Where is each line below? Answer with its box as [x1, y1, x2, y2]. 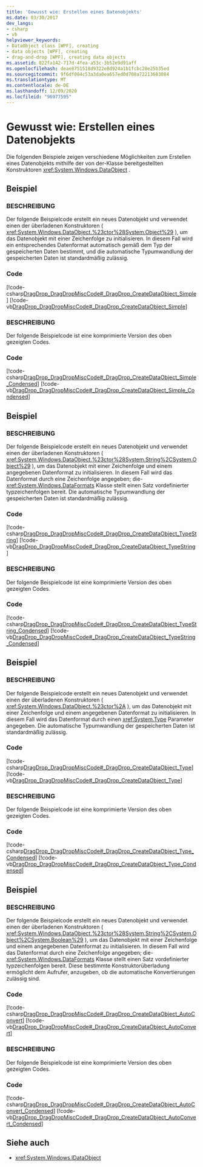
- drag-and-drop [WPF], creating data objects [6, 54, 126, 60]
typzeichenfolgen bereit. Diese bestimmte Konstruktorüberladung [6, 962, 170, 969]
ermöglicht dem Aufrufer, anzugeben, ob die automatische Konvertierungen [6, 969, 196, 976]
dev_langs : [6, 20, 34, 26]
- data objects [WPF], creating [6, 49, 88, 55]
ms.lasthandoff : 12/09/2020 [6, 88, 78, 94]
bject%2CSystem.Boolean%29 [6, 936, 84, 944]
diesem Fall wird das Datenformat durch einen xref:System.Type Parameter [6, 716, 194, 723]
